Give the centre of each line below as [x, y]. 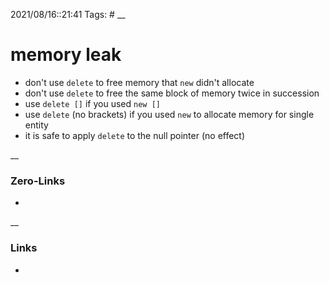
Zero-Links [38, 181]
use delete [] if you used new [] [92, 103]
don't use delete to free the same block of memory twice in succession [172, 93]
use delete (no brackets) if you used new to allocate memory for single [169, 114]
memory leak [66, 55]
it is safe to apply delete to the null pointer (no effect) [135, 135]
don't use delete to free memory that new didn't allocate [139, 82]
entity [36, 125]
